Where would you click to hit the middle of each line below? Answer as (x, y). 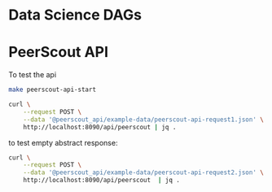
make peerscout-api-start (52, 90)
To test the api (33, 75)
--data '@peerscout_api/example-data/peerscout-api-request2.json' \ (144, 172)
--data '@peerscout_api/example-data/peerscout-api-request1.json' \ (144, 120)
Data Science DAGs (75, 15)
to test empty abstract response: (63, 142)
